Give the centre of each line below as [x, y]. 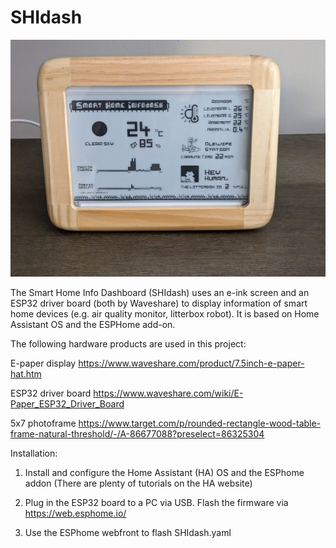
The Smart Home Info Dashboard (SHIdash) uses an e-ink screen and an [160, 293]
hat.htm [26, 374]
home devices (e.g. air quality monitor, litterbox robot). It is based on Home [165, 314]
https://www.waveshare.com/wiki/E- [168, 393]
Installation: [34, 453]
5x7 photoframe [43, 423]
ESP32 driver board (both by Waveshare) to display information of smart [159, 303]
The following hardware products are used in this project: [128, 344]
